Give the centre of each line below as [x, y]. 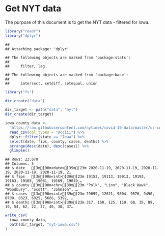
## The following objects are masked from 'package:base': [67, 75]
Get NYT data [33, 9]
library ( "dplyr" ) [23, 36]
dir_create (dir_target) [29, 114]
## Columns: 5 [20, 164]
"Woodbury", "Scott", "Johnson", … [41, 190]
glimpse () [19, 150]
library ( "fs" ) [20, 92]
